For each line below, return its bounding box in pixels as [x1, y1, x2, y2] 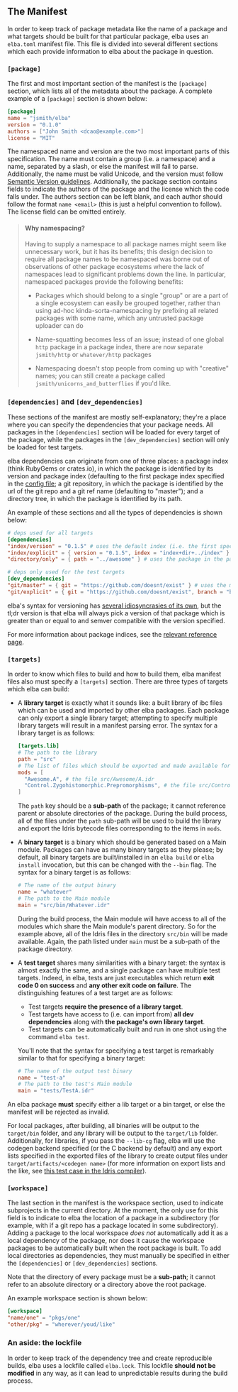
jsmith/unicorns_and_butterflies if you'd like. [35, 379, 171, 388]
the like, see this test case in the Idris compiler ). [7, 1167, 147, 1175]
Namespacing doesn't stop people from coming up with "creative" [35, 363, 229, 372]
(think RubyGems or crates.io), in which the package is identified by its [7, 464, 214, 473]
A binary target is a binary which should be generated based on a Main [17, 838, 227, 847]
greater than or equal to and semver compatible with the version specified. [7, 616, 225, 625]
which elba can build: [7, 685, 69, 694]
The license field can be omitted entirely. [7, 207, 126, 216]
